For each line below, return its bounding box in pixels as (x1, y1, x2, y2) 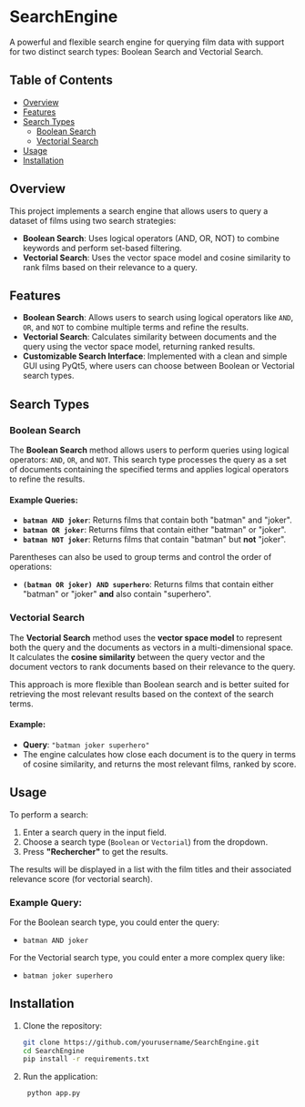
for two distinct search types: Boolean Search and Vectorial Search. (9, 46, 264, 56)
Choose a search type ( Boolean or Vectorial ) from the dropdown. (22, 836, 269, 848)
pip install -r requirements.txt (22, 1054, 150, 1064)
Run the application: (22, 1071, 98, 1082)
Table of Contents (9, 73, 114, 88)
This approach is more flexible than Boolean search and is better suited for (9, 678, 290, 689)
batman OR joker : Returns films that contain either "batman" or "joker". (22, 524, 287, 535)
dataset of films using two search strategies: (9, 215, 177, 226)
